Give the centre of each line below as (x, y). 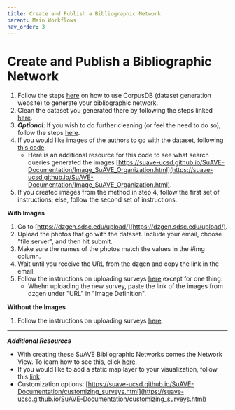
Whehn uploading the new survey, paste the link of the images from (126, 286)
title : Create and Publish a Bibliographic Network (84, 14)
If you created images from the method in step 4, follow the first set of (119, 192)
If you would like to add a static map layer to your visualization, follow (117, 369)
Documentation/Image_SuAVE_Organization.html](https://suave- (120, 170)
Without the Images (37, 307)
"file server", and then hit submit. (65, 241)
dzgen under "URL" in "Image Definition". (87, 294)
